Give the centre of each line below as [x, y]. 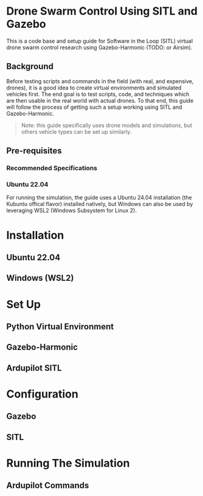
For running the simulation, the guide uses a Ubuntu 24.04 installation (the [99, 198]
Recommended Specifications [52, 168]
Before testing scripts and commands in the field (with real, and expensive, [100, 81]
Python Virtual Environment [60, 326]
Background [30, 67]
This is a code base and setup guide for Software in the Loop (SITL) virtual [100, 41]
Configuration [43, 394]
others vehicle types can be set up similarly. [76, 131]
